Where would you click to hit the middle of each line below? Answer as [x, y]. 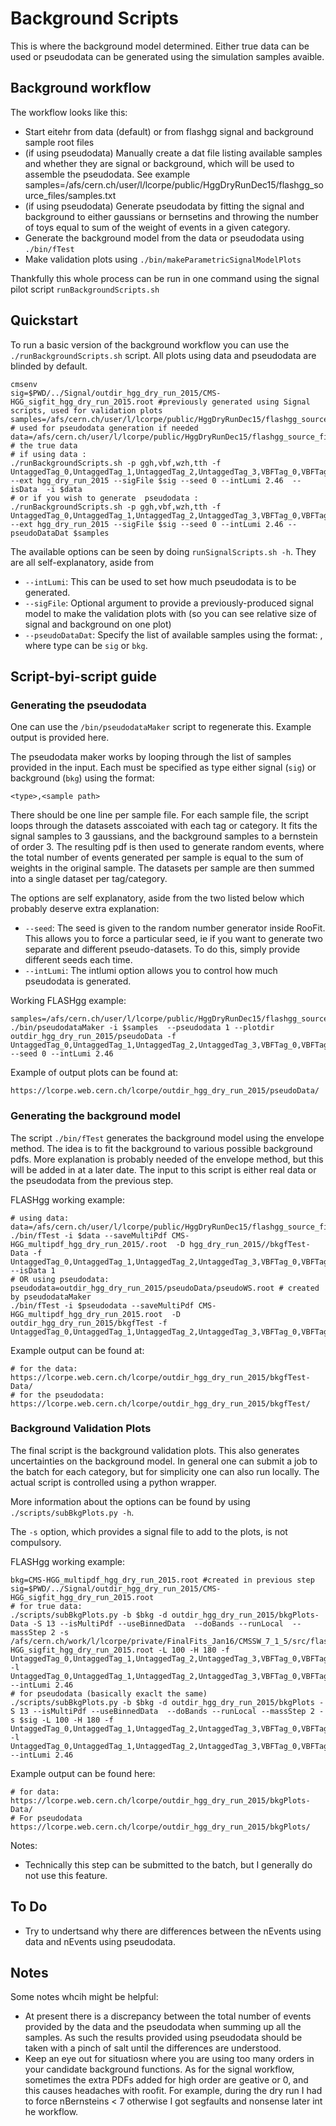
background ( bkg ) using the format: [82, 778]
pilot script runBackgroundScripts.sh [85, 289]
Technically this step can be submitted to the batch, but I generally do [168, 1864]
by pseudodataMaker [51, 1297]
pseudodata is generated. [78, 981]
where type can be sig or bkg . [86, 645]
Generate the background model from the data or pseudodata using [164, 238]
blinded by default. [49, 366]
